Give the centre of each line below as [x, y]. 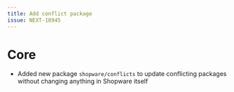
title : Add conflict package [50, 14]
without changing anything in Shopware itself [83, 82]
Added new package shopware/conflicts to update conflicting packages [122, 74]
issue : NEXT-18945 [34, 20]
